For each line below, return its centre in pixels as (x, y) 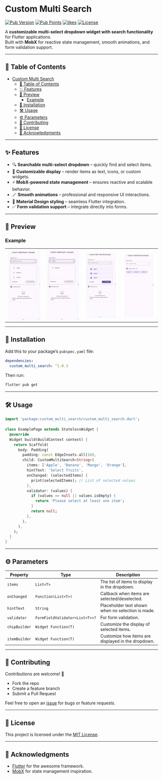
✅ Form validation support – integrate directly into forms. (70, 207)
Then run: (15, 375)
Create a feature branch (36, 689)
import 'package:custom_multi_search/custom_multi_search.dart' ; (72, 419)
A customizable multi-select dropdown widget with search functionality (79, 32)
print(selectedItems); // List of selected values (83, 480)
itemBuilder (19, 639)
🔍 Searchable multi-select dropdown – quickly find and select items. (82, 164)
